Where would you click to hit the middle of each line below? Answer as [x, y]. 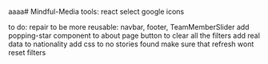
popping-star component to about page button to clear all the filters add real [134, 36]
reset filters [27, 52]
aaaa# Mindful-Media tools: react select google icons [96, 12]
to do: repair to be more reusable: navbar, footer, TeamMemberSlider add [129, 27]
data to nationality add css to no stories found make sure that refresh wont [131, 44]
